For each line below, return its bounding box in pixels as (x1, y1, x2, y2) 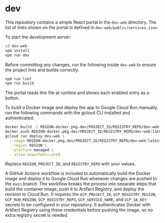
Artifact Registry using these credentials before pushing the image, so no (5, 207, 153, 213)
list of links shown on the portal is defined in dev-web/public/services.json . (5, 24, 159, 30)
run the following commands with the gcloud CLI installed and (5, 110, 130, 116)
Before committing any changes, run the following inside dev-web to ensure (5, 62, 156, 67)
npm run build (5, 81, 34, 86)
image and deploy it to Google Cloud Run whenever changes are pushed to (5, 176, 157, 182)
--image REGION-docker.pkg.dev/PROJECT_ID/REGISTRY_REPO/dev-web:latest (9, 138, 162, 143)
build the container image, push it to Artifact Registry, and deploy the (5, 186, 145, 192)
